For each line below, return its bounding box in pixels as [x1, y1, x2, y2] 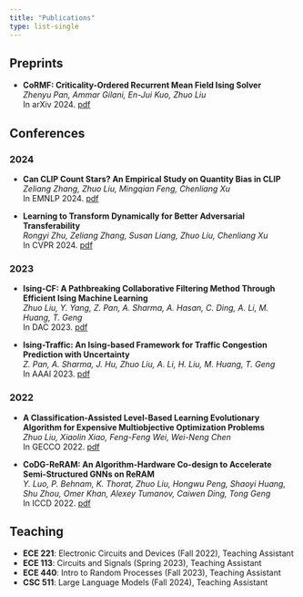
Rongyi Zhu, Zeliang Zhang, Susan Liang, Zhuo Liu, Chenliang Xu [22, 230, 268, 241]
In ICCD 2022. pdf [22, 498, 91, 509]
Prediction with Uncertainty [22, 349, 130, 360]
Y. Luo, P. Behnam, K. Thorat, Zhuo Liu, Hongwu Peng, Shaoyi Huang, [22, 478, 287, 489]
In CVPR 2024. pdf [22, 240, 94, 251]
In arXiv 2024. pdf [22, 99, 91, 110]
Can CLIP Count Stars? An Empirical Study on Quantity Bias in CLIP [22, 174, 281, 184]
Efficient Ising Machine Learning [22, 293, 148, 304]
